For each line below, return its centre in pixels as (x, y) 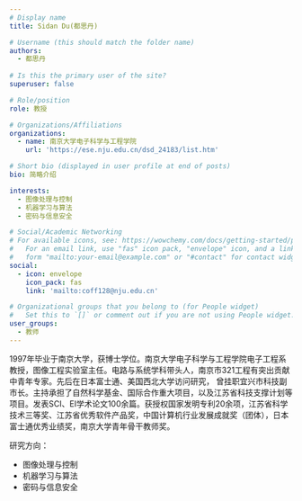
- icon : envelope (50, 274)
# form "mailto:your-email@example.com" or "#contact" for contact (142, 257)
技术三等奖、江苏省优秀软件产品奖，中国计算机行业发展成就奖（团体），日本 (149, 415)
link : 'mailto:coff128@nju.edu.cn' (92, 291)
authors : (26, 50)
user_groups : (34, 324)
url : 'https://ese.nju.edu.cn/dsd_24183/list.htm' (122, 150)
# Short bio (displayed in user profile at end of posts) (120, 166)
